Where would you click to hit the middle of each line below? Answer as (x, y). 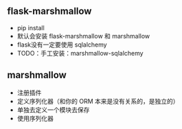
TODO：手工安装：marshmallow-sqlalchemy (80, 53)
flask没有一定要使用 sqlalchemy (62, 45)
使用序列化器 (35, 118)
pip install (31, 27)
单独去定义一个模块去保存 (53, 110)
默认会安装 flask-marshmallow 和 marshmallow (83, 36)
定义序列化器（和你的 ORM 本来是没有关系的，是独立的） (98, 101)
